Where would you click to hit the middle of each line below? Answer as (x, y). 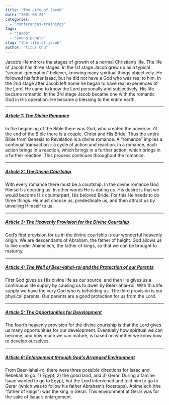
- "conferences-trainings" (38, 24)
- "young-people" (28, 38)
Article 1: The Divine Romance (37, 116)
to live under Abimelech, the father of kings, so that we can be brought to (81, 245)
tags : (11, 29)
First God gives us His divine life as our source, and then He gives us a (78, 280)
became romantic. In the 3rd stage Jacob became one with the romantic (80, 94)
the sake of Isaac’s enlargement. (39, 397)
